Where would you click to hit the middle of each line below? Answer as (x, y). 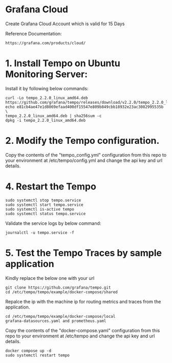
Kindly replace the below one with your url (50, 278)
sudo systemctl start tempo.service (44, 205)
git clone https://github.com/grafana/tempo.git (58, 288)
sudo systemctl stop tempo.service (43, 200)
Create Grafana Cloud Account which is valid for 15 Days (65, 24)
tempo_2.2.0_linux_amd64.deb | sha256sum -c (53, 116)
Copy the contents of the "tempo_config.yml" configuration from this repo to (86, 155)
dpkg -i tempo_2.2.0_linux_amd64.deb (46, 120)
